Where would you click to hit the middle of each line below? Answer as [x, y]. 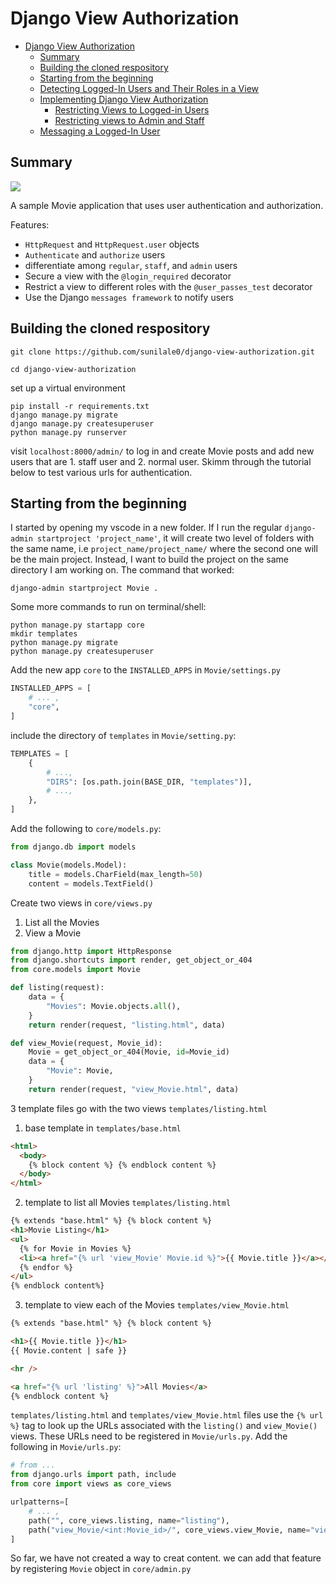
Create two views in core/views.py [81, 903]
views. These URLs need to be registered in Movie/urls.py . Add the [149, 1436]
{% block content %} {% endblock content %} [122, 1165]
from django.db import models [73, 847]
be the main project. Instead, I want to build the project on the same [150, 559]
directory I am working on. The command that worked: [122, 570]
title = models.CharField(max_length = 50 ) [115, 874]
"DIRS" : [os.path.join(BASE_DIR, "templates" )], [149, 782]
